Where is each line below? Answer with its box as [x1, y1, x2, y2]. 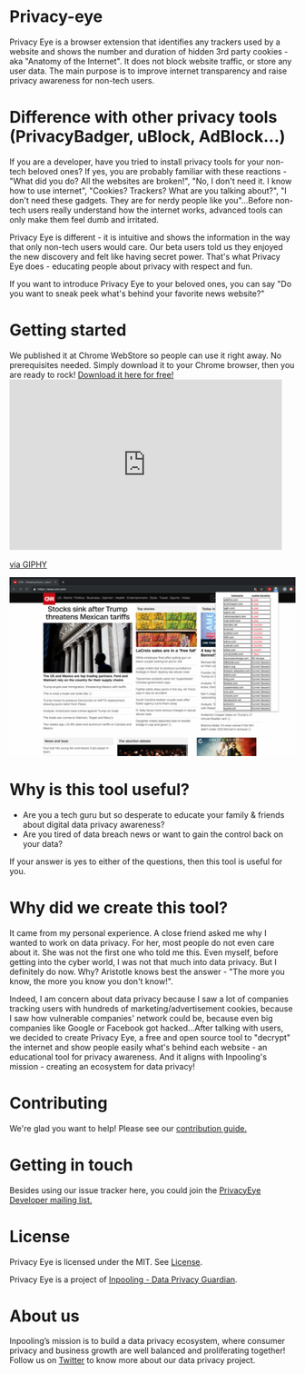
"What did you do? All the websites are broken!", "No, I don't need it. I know [9, 175, 292, 186]
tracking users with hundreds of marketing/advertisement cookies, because [9, 1002, 293, 1014]
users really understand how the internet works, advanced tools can [27, 204, 283, 215]
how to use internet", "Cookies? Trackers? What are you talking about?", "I [9, 184, 288, 196]
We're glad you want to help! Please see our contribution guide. [9, 1122, 248, 1133]
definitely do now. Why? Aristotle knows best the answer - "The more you [9, 966, 286, 977]
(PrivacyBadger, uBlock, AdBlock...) [9, 126, 286, 147]
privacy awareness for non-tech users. [9, 75, 155, 85]
